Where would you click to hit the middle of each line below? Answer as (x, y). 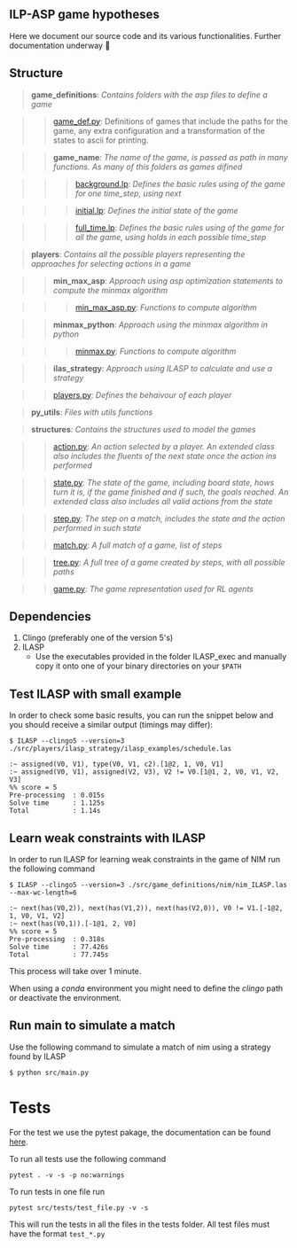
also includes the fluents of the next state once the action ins (165, 456)
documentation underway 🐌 (60, 45)
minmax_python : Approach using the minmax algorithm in (160, 324)
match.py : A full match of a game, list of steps (137, 545)
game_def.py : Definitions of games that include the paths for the (170, 121)
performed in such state (97, 527)
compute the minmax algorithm (110, 290)
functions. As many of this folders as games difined (148, 167)
